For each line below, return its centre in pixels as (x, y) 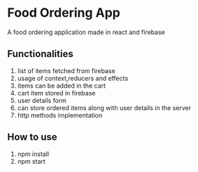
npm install (33, 154)
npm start (31, 161)
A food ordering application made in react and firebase (86, 32)
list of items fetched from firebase (66, 70)
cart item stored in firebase (56, 93)
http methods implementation (60, 115)
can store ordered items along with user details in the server (104, 108)
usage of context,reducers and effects (73, 78)
